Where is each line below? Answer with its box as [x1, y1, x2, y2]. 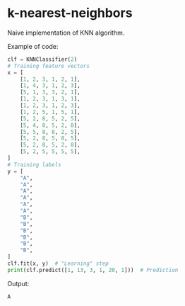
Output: [7, 279, 30, 288]
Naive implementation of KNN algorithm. [7, 28, 125, 37]
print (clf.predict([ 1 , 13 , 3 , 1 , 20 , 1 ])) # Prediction [7, 266, 179, 273]
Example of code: [7, 42, 59, 50]
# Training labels [7, 161, 61, 168]
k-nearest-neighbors [7, 5, 133, 21]
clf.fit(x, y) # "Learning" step [7, 260, 109, 267]
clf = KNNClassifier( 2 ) [7, 55, 78, 63]
